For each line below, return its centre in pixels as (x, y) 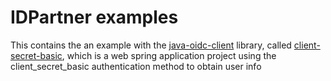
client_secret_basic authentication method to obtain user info (136, 66)
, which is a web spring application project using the (169, 55)
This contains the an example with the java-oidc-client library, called (151, 45)
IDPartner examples (94, 17)
